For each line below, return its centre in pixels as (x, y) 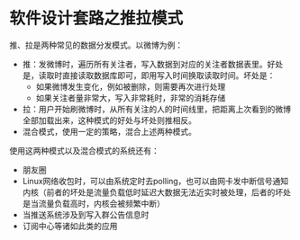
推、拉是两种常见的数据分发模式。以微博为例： (96, 45)
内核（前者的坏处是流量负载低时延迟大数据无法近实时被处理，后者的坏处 (156, 192)
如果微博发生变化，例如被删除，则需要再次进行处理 (131, 86)
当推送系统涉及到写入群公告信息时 (86, 214)
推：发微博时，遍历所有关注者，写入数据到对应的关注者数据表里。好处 (153, 64)
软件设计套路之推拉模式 (96, 18)
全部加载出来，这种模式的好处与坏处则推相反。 (109, 120)
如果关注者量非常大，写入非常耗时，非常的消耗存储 (131, 98)
